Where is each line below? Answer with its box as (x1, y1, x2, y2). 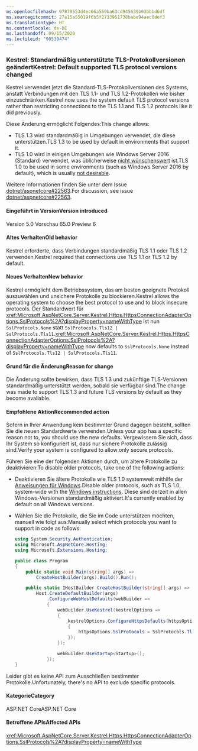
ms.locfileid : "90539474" (6, 36, 70, 42)
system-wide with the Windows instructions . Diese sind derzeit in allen (14, 488, 187, 496)
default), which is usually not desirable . (14, 170, 111, 177)
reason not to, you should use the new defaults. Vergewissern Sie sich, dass (6, 434, 192, 441)
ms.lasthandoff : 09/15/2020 (6, 31, 76, 37)
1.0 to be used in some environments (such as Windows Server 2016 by (14, 163, 189, 170)
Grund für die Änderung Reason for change (6, 362, 113, 370)
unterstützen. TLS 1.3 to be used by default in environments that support (14, 138, 190, 145)
